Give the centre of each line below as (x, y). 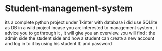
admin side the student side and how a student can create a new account (80, 38)
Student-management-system (69, 9)
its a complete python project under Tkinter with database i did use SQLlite (81, 22)
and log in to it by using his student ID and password (59, 43)
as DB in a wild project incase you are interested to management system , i (81, 27)
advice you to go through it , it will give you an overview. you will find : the (80, 33)
